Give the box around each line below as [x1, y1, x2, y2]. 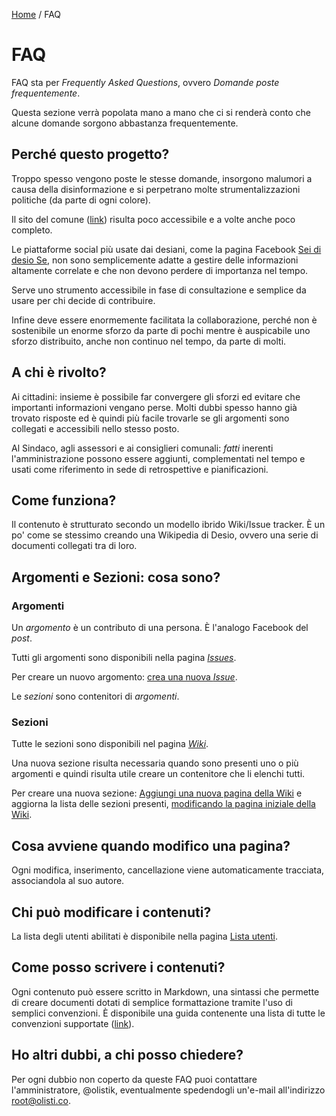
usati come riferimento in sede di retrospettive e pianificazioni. [11, 463, 269, 475]
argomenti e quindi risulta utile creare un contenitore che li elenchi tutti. [11, 768, 306, 780]
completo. [11, 224, 53, 236]
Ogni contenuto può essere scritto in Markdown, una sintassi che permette [11, 985, 320, 998]
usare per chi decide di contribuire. [11, 294, 156, 306]
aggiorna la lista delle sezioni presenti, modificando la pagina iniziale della [11, 798, 316, 810]
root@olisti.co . [11, 1094, 71, 1106]
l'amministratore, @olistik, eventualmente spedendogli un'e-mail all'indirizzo [11, 1084, 326, 1096]
